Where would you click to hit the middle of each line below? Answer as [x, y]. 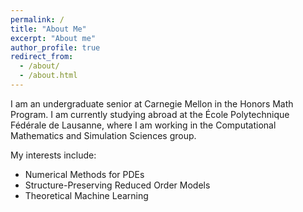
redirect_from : [42, 57]
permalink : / [37, 19]
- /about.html [48, 76]
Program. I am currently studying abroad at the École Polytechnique [150, 114]
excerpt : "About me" [53, 38]
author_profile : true [55, 47]
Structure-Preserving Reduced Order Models [117, 185]
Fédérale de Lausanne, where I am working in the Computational [143, 125]
